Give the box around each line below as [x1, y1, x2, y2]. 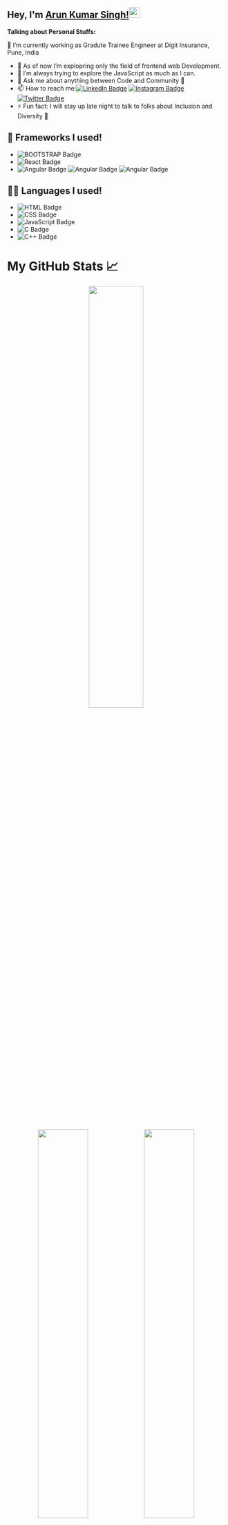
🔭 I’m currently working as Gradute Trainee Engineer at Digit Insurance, [7, 41, 210, 49]
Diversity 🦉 [17, 111, 48, 120]
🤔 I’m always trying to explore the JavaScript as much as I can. [17, 69, 196, 77]
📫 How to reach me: [17, 84, 77, 92]
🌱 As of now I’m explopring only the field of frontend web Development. [17, 62, 222, 70]
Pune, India [7, 48, 39, 56]
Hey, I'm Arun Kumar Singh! [7, 9, 129, 21]
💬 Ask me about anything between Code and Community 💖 [17, 76, 185, 84]
